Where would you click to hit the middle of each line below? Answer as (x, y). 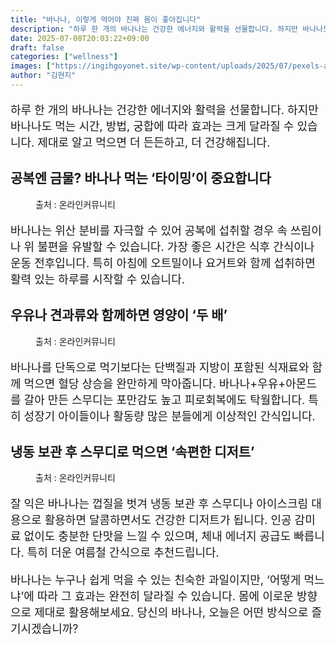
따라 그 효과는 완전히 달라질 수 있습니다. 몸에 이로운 (165, 596)
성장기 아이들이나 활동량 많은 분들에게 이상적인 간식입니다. (169, 416)
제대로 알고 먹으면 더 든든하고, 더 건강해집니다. (154, 142)
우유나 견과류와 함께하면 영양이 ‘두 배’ (119, 315)
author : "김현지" (43, 76)
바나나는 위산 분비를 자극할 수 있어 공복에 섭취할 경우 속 (149, 230)
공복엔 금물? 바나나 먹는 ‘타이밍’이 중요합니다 (141, 178)
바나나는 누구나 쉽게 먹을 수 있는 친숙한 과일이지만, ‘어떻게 (156, 580)
